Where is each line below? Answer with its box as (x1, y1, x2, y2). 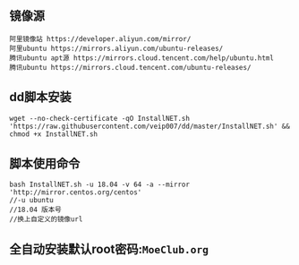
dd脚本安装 (9, 90, 72, 105)
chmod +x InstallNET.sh (9, 129, 98, 139)
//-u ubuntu (9, 196, 54, 205)
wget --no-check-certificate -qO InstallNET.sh (9, 114, 191, 123)
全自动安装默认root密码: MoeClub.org (9, 241, 209, 257)
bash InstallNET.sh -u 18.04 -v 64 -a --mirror (9, 180, 191, 190)
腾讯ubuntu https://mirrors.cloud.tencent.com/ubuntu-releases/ (9, 63, 252, 72)
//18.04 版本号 (9, 205, 62, 215)
